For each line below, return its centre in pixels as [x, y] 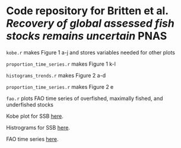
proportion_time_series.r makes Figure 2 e [60, 86]
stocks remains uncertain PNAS [87, 36]
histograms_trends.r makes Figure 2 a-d [56, 75]
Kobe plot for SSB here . [35, 116]
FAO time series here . [32, 139]
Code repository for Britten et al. [87, 11]
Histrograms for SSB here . [38, 127]
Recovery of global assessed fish [90, 23]
